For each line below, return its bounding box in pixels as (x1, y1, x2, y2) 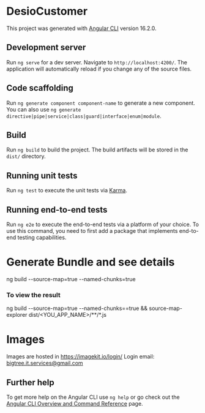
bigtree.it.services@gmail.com (6, 360, 84, 367)
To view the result (6, 290, 61, 299)
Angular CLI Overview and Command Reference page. (6, 400, 143, 407)
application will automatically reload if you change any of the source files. (6, 65, 192, 72)
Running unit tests (6, 170, 78, 181)
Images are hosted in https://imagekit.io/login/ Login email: (6, 353, 155, 360)
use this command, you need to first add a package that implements (6, 227, 178, 234)
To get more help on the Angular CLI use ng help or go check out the (6, 393, 180, 401)
